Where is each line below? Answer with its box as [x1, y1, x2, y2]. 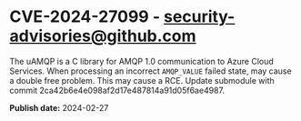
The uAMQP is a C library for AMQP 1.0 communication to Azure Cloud [9, 55, 275, 66]
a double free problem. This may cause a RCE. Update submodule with [9, 75, 275, 86]
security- [163, 6, 236, 27]
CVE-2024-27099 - [9, 6, 161, 27]
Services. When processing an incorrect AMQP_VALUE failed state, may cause [9, 66, 293, 76]
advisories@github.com [9, 25, 197, 46]
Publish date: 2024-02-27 [9, 102, 109, 113]
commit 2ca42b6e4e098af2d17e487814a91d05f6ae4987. [9, 85, 226, 96]
